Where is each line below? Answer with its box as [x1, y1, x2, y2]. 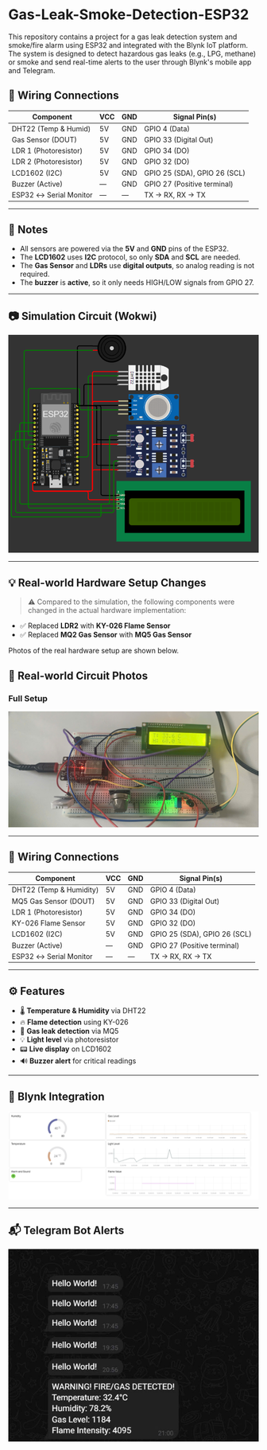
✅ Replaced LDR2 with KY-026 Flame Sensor [19, 621, 171, 630]
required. [19, 269, 50, 279]
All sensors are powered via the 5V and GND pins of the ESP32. [19, 244, 229, 254]
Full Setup [8, 692, 48, 704]
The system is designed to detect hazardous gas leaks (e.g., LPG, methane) [8, 49, 257, 58]
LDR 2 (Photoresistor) [11, 157, 83, 166]
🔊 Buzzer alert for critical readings [19, 1056, 137, 1066]
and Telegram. [8, 65, 56, 75]
